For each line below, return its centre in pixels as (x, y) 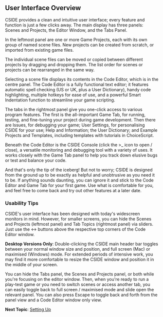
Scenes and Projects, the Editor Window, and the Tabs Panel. (66, 30)
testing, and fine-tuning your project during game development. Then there (80, 119)
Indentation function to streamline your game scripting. (60, 100)
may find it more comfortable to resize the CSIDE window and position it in (80, 259)
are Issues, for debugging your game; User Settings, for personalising (75, 125)
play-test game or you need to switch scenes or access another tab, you (78, 284)
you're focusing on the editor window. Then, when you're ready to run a (77, 279)
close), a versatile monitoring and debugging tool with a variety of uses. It (79, 150)
